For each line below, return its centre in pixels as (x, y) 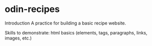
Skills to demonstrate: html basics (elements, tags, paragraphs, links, (76, 32)
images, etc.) (18, 38)
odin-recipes (32, 9)
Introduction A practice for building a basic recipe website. (65, 23)
